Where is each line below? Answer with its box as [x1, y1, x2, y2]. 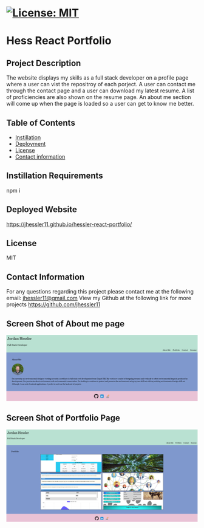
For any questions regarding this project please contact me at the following [6, 288, 194, 295]
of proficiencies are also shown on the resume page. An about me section [6, 94, 191, 101]
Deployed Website [6, 204, 78, 215]
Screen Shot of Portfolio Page [6, 413, 120, 423]
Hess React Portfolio [6, 34, 112, 48]
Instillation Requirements [6, 171, 103, 181]
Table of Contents [6, 117, 76, 128]
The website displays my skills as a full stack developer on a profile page [6, 74, 189, 81]
